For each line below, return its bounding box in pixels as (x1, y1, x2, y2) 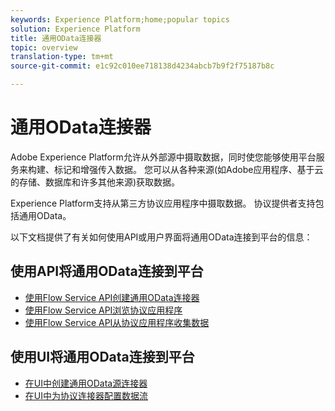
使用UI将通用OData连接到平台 (10, 349, 195, 366)
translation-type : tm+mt (10, 52, 114, 62)
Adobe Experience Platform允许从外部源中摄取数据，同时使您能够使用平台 (10, 151, 317, 163)
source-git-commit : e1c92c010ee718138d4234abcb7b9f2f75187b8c (10, 61, 275, 71)
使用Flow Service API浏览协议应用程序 (24, 304, 183, 316)
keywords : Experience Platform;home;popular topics (10, 14, 230, 25)
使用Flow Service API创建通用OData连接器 (24, 291, 200, 303)
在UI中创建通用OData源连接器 (24, 377, 148, 389)
